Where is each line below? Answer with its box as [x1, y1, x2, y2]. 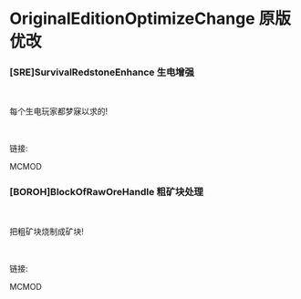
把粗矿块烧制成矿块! [9, 225, 85, 237]
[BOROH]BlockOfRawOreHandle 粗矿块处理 [9, 186, 203, 199]
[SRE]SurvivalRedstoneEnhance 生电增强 [9, 66, 194, 78]
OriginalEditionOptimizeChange [9, 8, 255, 29]
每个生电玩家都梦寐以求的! [9, 106, 109, 117]
